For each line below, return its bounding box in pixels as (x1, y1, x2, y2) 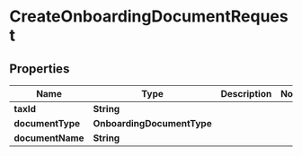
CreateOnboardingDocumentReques (9, 6, 289, 27)
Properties (9, 61, 70, 76)
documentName (13, 132, 84, 144)
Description (220, 88, 272, 100)
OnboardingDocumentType (93, 117, 213, 129)
